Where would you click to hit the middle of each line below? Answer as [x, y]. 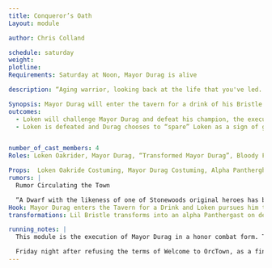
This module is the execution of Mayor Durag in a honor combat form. [137, 237]
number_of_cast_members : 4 [54, 149]
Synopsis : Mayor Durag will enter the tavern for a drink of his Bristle [136, 104]
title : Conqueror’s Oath [50, 16]
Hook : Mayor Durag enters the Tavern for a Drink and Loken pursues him [134, 207]
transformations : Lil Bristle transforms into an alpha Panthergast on [132, 215]
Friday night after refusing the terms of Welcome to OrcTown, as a [134, 252]
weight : [21, 60]
